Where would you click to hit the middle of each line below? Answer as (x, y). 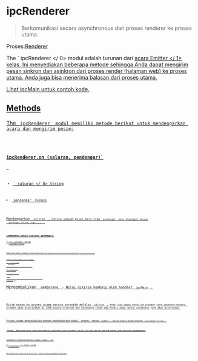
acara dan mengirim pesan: (40, 129)
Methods (24, 108)
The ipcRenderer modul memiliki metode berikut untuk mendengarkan (96, 123)
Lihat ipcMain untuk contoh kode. (48, 89)
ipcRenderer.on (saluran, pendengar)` (55, 157)
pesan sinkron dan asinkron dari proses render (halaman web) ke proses (97, 70)
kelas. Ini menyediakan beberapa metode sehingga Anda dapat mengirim (97, 64)
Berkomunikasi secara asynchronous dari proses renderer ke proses (106, 28)
